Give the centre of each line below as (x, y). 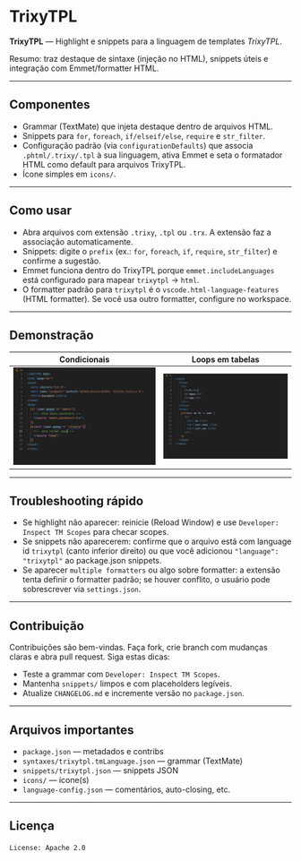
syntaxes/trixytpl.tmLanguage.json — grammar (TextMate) (133, 761)
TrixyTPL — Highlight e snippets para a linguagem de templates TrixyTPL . (146, 41)
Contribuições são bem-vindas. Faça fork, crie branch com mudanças (139, 648)
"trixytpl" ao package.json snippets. (92, 561)
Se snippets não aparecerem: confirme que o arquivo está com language (157, 542)
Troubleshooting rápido (77, 500)
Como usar (41, 211)
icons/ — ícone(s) (56, 780)
